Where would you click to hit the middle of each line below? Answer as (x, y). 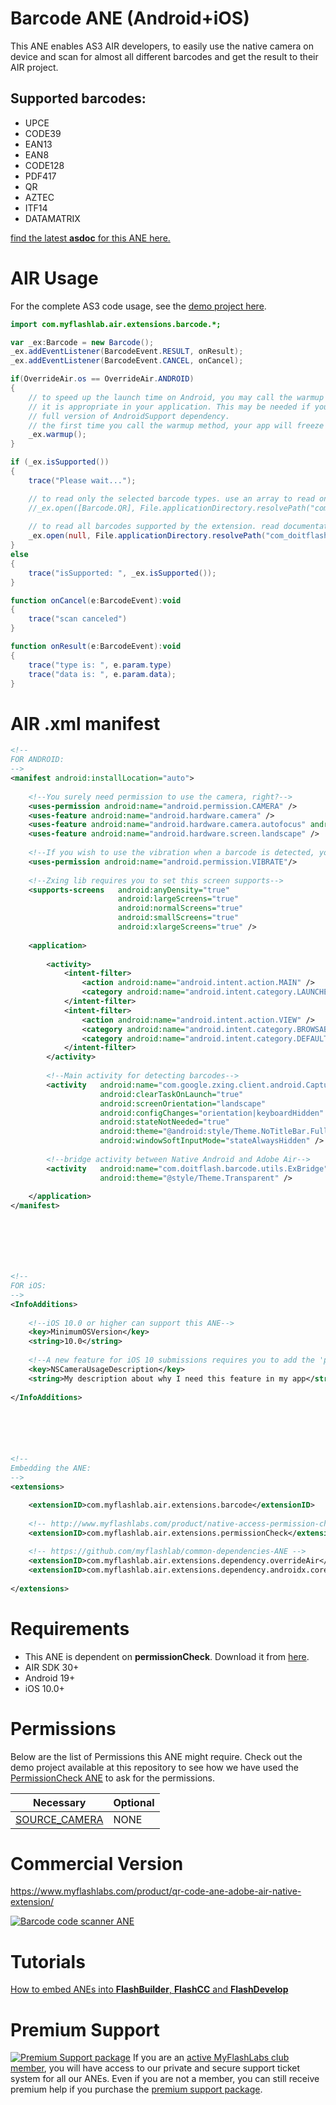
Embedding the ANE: (51, 1468)
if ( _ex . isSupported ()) (60, 462)
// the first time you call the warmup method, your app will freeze (176, 425)
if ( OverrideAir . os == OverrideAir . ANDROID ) (102, 379)
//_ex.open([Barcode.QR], (82, 508)
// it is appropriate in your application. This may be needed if (169, 407)
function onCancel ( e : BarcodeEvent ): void (96, 600)
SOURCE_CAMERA (59, 1819)
